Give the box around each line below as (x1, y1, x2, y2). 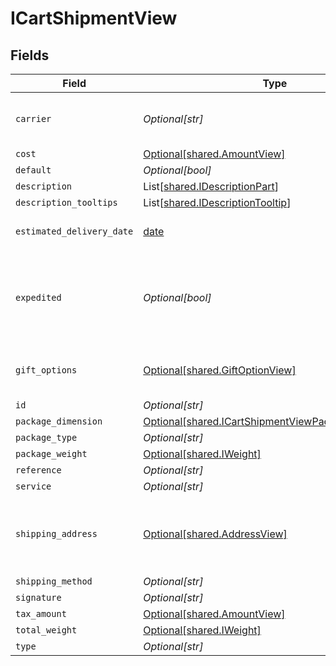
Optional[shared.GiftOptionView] (143, 363, 297, 377)
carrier (15, 113, 52, 124)
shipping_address (15, 528, 98, 539)
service (15, 481, 52, 492)
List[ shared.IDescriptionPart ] (143, 180, 279, 193)
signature (15, 592, 62, 603)
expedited (15, 292, 62, 303)
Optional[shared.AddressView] (143, 527, 288, 541)
